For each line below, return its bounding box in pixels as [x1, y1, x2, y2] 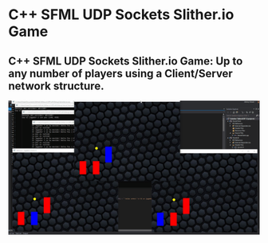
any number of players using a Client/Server [8, 66, 233, 80]
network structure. [8, 79, 104, 92]
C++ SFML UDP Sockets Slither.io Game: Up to [8, 54, 243, 68]
